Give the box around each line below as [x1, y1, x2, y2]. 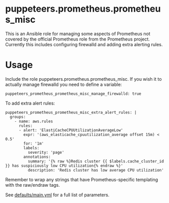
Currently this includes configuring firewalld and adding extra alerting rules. [5, 41, 163, 47]
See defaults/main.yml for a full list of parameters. [5, 191, 110, 198]
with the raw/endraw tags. [5, 182, 60, 188]
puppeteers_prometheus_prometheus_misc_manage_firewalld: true [5, 91, 142, 96]
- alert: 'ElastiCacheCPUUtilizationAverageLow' [18, 127, 123, 132]
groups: [10, 114, 26, 119]
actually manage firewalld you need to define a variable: [5, 81, 122, 87]
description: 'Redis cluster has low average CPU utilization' [27, 167, 164, 173]
